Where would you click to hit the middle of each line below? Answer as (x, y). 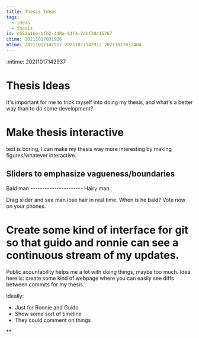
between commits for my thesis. (45, 284)
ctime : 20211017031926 (34, 39)
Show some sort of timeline (48, 314)
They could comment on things (53, 320)
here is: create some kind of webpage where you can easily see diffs (90, 278)
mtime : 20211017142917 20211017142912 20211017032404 (74, 45)
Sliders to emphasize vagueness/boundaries (91, 174)
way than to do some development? (50, 108)
